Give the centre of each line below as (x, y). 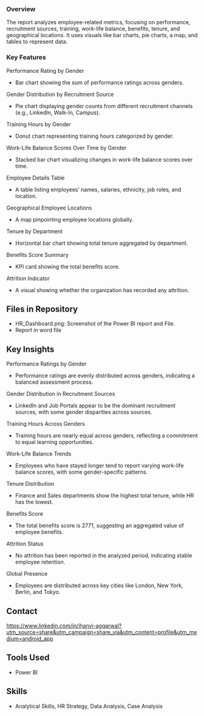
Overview (21, 9)
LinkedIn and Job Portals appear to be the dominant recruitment (95, 406)
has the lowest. (34, 502)
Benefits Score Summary (37, 254)
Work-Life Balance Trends (39, 454)
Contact (22, 611)
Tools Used (28, 658)
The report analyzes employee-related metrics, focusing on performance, (98, 22)
